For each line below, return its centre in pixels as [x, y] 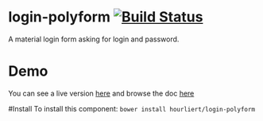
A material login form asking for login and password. [94, 39]
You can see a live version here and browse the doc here [101, 93]
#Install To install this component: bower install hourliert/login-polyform [132, 108]
